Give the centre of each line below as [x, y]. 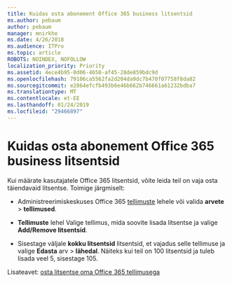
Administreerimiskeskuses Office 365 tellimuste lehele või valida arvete [121, 201]
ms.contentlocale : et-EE [43, 99]
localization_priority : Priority [56, 66]
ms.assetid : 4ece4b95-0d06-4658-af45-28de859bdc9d [83, 72]
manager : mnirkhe [33, 33]
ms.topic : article [34, 53]
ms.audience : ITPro [36, 46]
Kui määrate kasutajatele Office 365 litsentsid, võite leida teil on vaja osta [112, 180]
